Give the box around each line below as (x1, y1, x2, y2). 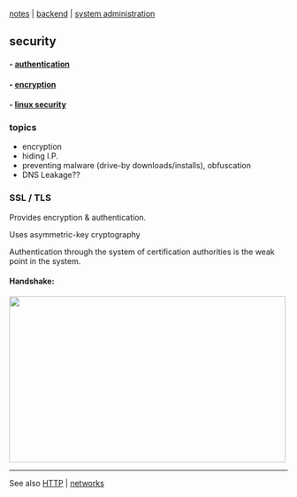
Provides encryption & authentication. (9, 212, 147, 222)
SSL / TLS (9, 191, 51, 204)
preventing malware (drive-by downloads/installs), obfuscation (21, 160, 252, 171)
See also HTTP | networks (9, 478, 104, 488)
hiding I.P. (21, 151, 59, 161)
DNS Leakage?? (21, 169, 81, 181)
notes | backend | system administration (9, 9, 156, 19)
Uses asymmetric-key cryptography (9, 229, 141, 239)
